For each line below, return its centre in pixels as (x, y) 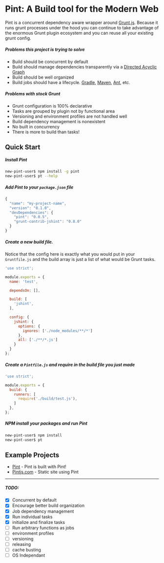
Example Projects (32, 455)
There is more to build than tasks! (46, 132)
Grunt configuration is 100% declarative (52, 106)
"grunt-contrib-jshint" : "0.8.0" (48, 222)
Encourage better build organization (48, 506)
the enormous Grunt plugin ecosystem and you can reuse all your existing (79, 33)
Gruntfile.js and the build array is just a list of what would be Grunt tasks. (80, 259)
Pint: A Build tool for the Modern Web (82, 9)
